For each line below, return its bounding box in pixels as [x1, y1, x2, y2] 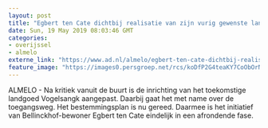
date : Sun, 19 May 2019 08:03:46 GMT [8, 26, 134, 34]
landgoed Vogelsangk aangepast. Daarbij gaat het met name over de [8, 93, 234, 103]
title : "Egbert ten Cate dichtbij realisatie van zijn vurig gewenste [8, 19, 248, 27]
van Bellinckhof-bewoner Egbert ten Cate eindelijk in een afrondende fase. [8, 111, 254, 120]
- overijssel [8, 41, 52, 49]
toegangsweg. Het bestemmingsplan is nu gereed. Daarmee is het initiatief [8, 102, 254, 111]
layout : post [8, 11, 52, 20]
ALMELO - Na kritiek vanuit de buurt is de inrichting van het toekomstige [8, 85, 246, 95]
